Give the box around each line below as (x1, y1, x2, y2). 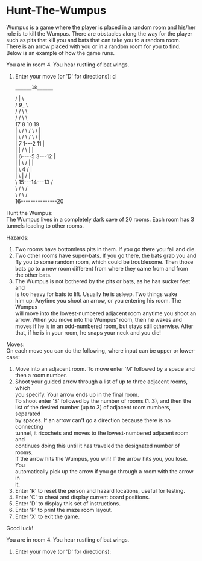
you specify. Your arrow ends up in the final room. (14, 391, 139, 398)
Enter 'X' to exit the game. (14, 513, 80, 520)
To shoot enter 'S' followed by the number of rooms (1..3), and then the (14, 397, 192, 405)
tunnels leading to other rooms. (6, 222, 84, 229)
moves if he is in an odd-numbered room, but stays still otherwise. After (14, 322, 194, 330)
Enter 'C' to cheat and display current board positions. (14, 493, 150, 501)
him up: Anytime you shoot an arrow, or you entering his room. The (14, 297, 181, 304)
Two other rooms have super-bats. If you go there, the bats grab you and (14, 252, 197, 259)
